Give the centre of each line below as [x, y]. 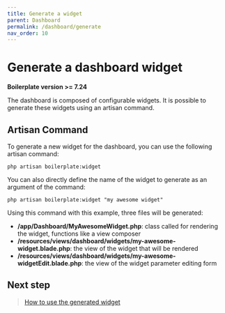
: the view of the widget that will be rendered [134, 249]
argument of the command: [46, 187]
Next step [29, 285]
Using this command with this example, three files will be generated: [105, 213]
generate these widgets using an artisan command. [81, 108]
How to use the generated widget [72, 302]
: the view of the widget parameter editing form [149, 263]
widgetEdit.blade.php [49, 263]
